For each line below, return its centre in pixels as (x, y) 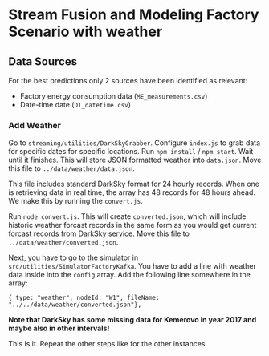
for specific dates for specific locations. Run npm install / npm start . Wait (131, 152)
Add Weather (35, 125)
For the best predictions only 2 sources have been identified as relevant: (128, 81)
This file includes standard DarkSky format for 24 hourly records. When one (134, 184)
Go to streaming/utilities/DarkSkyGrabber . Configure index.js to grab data (134, 143)
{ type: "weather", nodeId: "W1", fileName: (84, 298)
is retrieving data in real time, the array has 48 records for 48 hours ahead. (132, 192)
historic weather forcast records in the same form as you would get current (132, 225)
